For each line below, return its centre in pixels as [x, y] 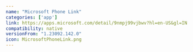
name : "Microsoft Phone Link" [44, 12]
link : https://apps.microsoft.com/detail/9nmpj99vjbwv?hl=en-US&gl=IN [97, 23]
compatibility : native [34, 28]
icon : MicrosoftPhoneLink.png [44, 39]
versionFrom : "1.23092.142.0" [44, 34]
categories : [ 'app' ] [32, 17]
